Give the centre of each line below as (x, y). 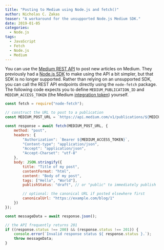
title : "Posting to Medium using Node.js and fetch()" (62, 10)
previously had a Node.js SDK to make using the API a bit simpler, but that (79, 74)
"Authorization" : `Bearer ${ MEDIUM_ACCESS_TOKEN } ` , (76, 140)
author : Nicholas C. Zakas (32, 14)
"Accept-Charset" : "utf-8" (50, 153)
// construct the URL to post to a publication (54, 113)
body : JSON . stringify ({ (38, 162)
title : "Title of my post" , (51, 167)
